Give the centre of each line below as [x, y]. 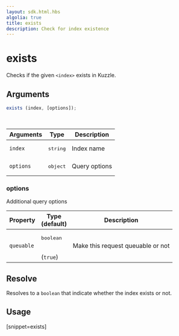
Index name [88, 148]
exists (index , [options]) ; [42, 108]
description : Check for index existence [58, 29]
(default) [54, 224]
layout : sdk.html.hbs [33, 12]
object [57, 166]
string [57, 148]
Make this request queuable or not [121, 246]
